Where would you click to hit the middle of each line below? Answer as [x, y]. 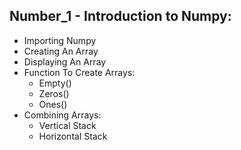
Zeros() [54, 93]
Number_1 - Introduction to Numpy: [120, 16]
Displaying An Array [65, 61]
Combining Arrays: [62, 115]
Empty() [55, 83]
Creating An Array [61, 51]
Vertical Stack [67, 125]
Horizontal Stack [73, 136]
